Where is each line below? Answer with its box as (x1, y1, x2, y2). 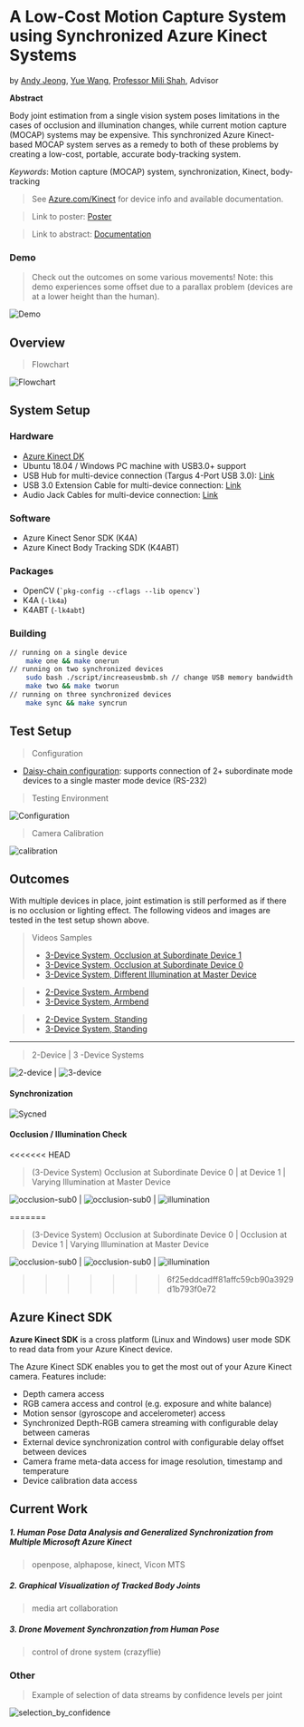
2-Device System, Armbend (44, 987, 149, 998)
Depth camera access (22, 1388, 105, 1399)
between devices (22, 1446, 88, 1457)
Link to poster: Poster (31, 210, 112, 221)
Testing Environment (31, 792, 109, 804)
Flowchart (31, 359, 70, 370)
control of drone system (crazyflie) (31, 1646, 162, 1657)
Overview (9, 335, 66, 350)
